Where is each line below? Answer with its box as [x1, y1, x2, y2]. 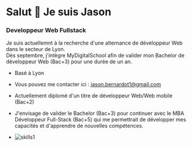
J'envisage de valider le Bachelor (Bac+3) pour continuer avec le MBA [14, 110, 184, 117]
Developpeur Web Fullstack [6, 26, 87, 35]
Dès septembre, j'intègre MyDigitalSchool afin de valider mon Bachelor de [6, 52, 185, 59]
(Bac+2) [14, 99, 35, 106]
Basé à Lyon [14, 70, 44, 77]
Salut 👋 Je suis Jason [6, 5, 112, 19]
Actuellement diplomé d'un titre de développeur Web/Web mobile [14, 92, 173, 99]
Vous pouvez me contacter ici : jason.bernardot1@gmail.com [14, 81, 161, 88]
